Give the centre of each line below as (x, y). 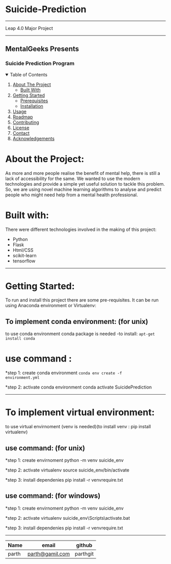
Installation (32, 106)
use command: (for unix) (45, 448)
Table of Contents (28, 74)
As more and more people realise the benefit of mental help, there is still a (83, 173)
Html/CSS (23, 250)
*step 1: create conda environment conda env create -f (64, 373)
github (84, 545)
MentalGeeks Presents (42, 49)
